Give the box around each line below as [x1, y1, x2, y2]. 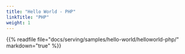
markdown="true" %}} [6, 42, 61, 49]
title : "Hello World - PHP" [6, 8, 76, 15]
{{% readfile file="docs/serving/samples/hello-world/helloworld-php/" [6, 36, 179, 43]
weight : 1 [6, 20, 31, 26]
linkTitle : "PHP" [6, 14, 50, 20]
